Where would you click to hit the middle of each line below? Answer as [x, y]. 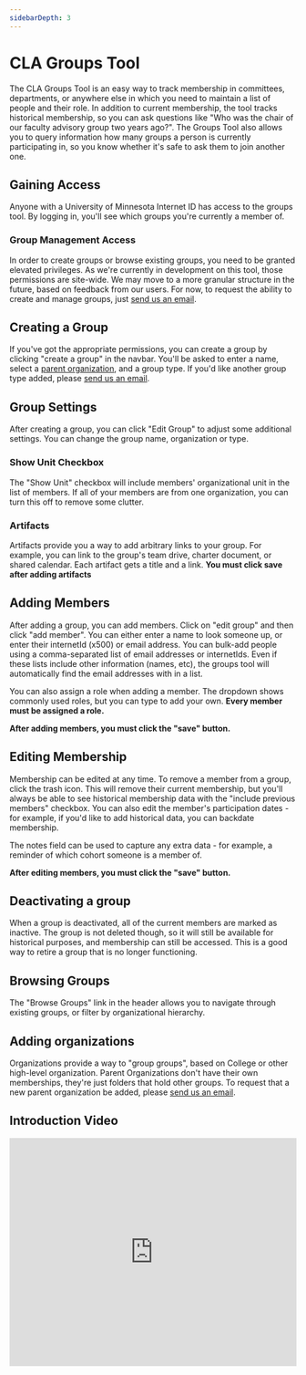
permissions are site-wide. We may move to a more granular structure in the [152, 279]
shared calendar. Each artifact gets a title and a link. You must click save [146, 564]
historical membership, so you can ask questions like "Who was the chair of [152, 117]
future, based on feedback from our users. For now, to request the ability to [151, 289]
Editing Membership [68, 757]
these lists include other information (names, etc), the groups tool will [139, 663]
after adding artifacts [51, 574]
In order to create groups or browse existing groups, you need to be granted [153, 260]
